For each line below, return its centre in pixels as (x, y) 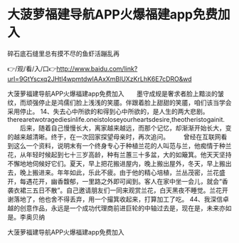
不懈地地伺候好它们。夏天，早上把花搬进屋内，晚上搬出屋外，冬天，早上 (113, 163)
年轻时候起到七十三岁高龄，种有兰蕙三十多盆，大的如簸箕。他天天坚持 (129, 155)
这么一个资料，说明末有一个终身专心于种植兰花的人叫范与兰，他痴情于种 (119, 145)
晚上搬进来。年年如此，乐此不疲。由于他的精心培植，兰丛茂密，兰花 (119, 172)
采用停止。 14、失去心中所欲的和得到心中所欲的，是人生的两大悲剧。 (108, 111)
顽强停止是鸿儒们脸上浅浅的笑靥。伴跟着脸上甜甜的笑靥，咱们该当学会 (129, 102)
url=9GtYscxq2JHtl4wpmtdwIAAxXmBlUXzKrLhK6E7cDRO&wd (100, 78)
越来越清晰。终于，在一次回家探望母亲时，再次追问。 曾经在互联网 (117, 137)
